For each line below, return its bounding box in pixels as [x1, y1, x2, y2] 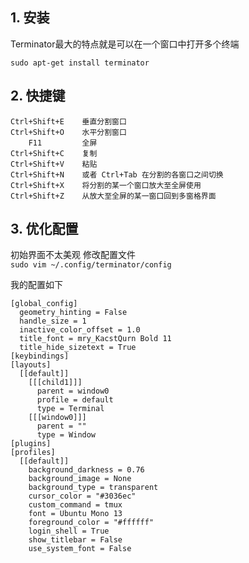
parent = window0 [36, 386, 110, 397]
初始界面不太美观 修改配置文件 [10, 249, 136, 261]
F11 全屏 [28, 138, 98, 148]
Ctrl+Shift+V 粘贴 [10, 159, 98, 169]
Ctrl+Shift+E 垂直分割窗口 [10, 116, 127, 127]
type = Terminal [36, 404, 105, 414]
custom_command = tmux [28, 500, 123, 510]
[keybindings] [10, 351, 70, 362]
